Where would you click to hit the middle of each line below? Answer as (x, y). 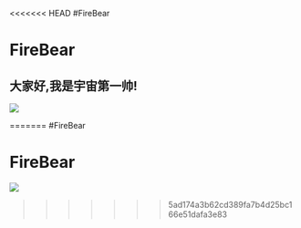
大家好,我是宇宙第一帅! (74, 86)
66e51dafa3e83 (198, 214)
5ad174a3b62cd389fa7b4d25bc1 (230, 204)
